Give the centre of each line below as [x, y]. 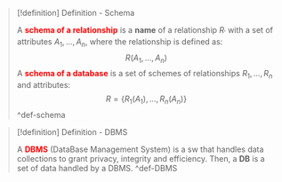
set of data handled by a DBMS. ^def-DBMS [97, 168]
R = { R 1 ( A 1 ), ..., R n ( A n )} [146, 99]
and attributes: [44, 85]
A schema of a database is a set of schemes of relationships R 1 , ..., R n [145, 75]
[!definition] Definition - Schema [76, 13]
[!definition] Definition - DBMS [72, 131]
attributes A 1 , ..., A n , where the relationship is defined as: [120, 42]
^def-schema [41, 115]
